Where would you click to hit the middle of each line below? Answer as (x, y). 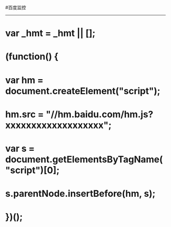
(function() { (32, 56)
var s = (20, 149)
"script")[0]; (32, 170)
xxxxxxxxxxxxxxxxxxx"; (59, 125)
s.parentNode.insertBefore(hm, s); (80, 194)
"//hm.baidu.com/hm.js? (99, 114)
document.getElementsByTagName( (84, 159)
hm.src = (25, 114)
